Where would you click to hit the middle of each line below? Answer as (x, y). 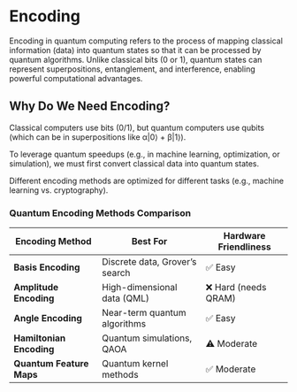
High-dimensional (139, 288)
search (116, 273)
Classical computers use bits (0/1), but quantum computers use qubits (137, 127)
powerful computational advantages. (76, 78)
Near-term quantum (144, 313)
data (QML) (126, 298)
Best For (149, 242)
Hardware (244, 236)
